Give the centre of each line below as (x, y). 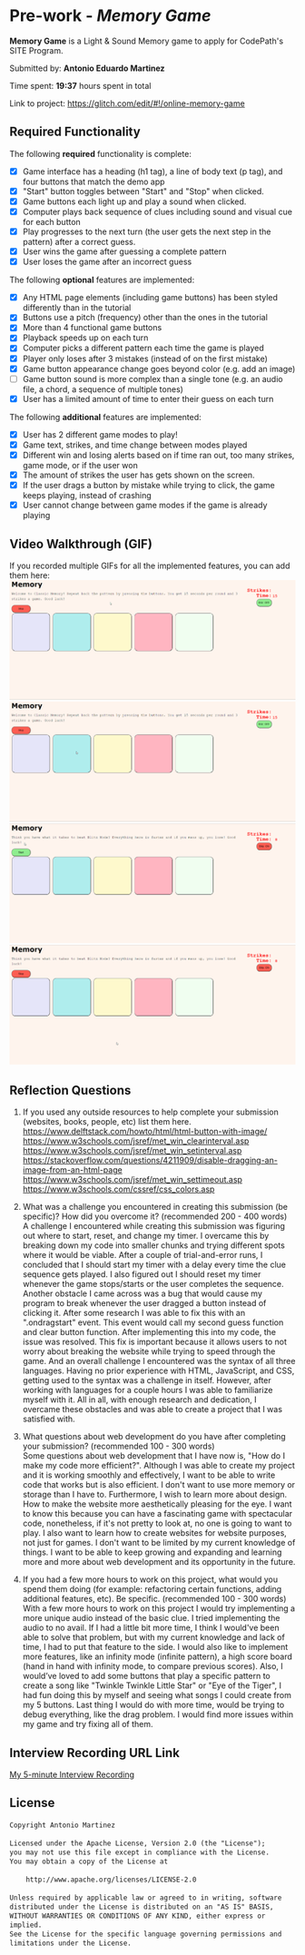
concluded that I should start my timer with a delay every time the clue (154, 1265)
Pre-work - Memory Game (110, 16)
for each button (52, 222)
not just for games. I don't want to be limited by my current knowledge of (159, 1543)
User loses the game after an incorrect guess (107, 262)
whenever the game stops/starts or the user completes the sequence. (153, 1284)
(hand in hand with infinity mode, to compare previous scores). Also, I (152, 1666)
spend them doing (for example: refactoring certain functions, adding (152, 1589)
